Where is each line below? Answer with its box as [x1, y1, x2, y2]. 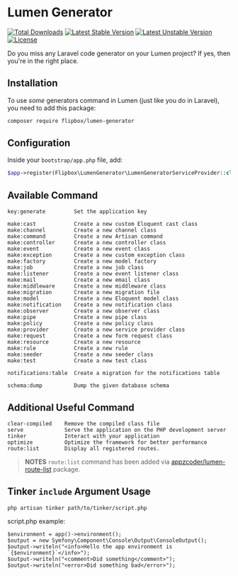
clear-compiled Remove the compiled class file [7, 420, 160, 427]
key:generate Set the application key [7, 208, 147, 215]
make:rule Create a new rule [7, 345, 129, 352]
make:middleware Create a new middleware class [7, 283, 166, 290]
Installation [7, 77, 58, 89]
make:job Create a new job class [7, 264, 144, 271]
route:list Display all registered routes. [7, 445, 160, 452]
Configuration [7, 137, 71, 149]
